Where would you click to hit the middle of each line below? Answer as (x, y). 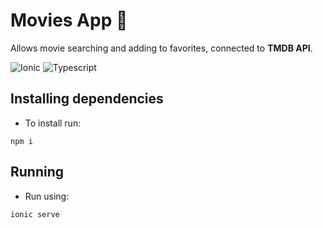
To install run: (53, 123)
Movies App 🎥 (69, 20)
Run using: (47, 196)
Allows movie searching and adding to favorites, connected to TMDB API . (161, 48)
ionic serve (35, 214)
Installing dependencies (87, 99)
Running (37, 172)
